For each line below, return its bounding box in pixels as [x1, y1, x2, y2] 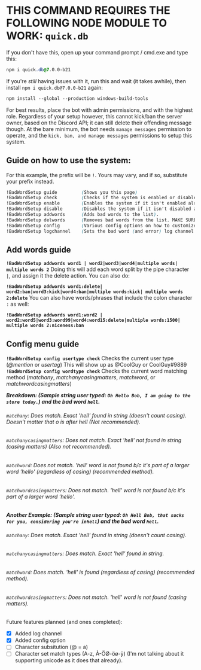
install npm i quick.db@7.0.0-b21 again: [6, 84, 103, 91]
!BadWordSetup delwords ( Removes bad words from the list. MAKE [6, 217, 184, 223]
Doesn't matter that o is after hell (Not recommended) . [6, 418, 141, 425]
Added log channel [14, 630, 62, 637]
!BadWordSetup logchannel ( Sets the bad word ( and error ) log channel [6, 228, 194, 234]
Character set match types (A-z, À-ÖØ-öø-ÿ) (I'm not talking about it [14, 650, 184, 657]
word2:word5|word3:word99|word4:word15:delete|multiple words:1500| [6, 318, 181, 324]
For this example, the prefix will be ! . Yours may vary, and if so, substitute [6, 171, 188, 178]
